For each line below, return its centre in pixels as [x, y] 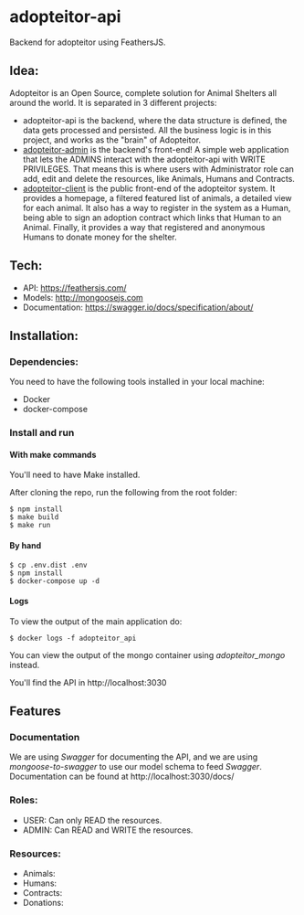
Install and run [42, 433]
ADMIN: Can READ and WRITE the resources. [108, 830]
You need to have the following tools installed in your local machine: [137, 382]
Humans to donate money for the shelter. [100, 237]
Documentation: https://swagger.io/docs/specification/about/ [138, 307]
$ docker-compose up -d [55, 581]
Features [35, 712]
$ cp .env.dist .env [49, 565]
